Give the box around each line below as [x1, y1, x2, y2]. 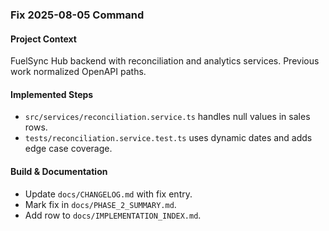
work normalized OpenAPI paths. [10, 66, 147, 78]
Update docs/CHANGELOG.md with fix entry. [24, 188, 193, 200]
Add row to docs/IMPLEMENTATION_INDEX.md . [24, 209, 202, 221]
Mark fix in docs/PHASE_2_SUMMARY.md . [24, 198, 177, 210]
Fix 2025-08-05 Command [10, 8, 145, 22]
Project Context [10, 33, 77, 45]
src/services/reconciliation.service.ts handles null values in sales [24, 111, 311, 123]
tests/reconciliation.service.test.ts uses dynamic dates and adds [24, 132, 313, 144]
